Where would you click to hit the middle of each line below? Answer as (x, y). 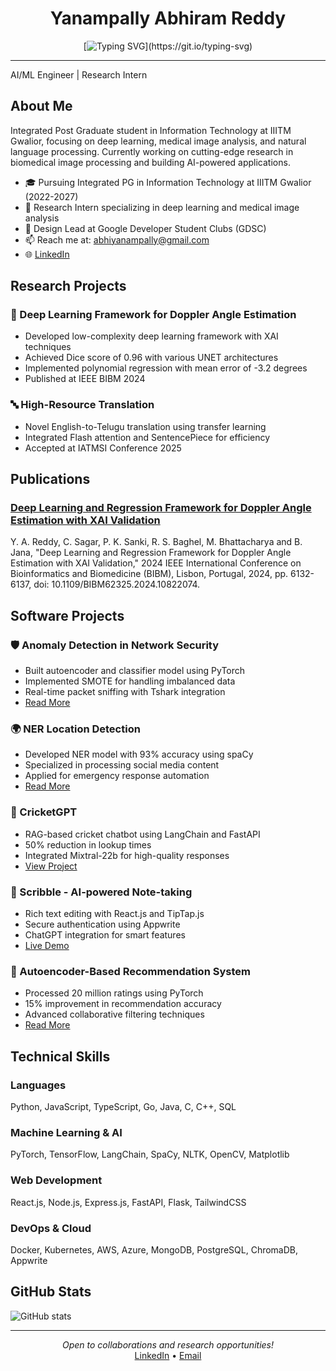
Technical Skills (60, 1056)
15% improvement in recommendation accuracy (123, 1004)
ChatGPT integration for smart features (105, 935)
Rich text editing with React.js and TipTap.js (114, 913)
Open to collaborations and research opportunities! (167, 1344)
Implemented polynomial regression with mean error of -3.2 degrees (166, 368)
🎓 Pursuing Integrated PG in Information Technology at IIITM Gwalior (168, 182)
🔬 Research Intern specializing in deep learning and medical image (162, 207)
